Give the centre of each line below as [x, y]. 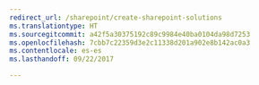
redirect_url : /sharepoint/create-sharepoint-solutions [116, 17]
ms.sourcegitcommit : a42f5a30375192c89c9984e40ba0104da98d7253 [130, 34]
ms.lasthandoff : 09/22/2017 [62, 59]
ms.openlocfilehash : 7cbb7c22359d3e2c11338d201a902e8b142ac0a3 [130, 42]
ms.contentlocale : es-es [56, 51]
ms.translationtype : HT [54, 26]
